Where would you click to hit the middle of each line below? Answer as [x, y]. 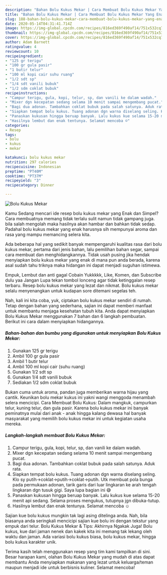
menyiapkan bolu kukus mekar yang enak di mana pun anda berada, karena [83, 260]
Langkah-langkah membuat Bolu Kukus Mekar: [55, 435]
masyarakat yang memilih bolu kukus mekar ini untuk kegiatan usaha [76, 418]
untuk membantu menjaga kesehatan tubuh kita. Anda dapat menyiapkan [80, 311]
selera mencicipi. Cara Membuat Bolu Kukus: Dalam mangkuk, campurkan [81, 402]
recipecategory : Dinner [30, 185]
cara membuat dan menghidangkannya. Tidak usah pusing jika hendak [78, 255]
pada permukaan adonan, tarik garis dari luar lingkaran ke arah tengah [84, 484]
